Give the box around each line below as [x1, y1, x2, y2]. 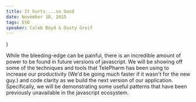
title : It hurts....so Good [6, 8, 75, 15]
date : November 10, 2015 [6, 14, 67, 20]
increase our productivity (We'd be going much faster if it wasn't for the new [6, 71, 191, 78]
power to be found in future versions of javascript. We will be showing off [6, 58, 183, 65]
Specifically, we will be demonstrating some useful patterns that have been [6, 83, 187, 90]
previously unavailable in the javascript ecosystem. [6, 89, 129, 96]
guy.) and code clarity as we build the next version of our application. [6, 77, 174, 84]
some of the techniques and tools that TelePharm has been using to [6, 65, 170, 72]
